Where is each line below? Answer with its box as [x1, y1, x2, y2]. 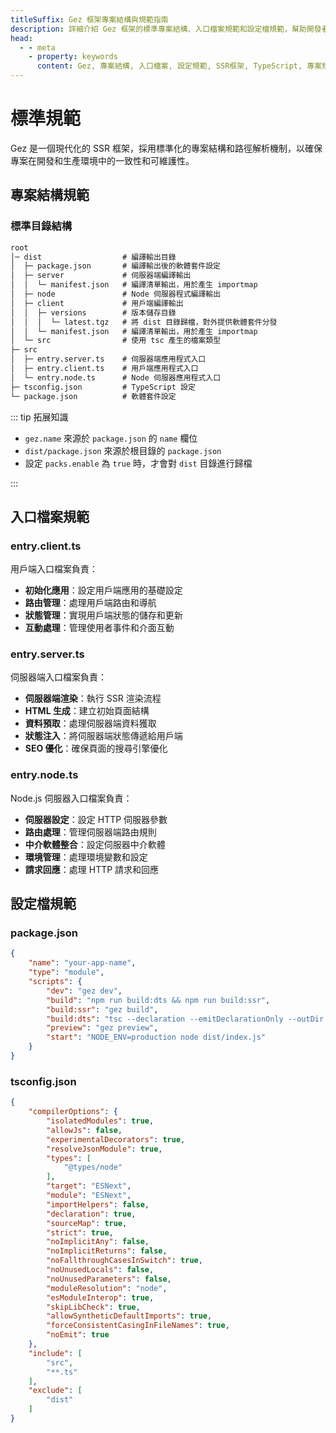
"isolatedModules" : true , [46, 1116, 155, 1126]
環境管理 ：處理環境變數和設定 [24, 851, 148, 863]
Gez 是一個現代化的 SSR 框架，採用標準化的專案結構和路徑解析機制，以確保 [10, 142, 323, 154]
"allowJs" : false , [46, 1125, 123, 1135]
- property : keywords [28, 52, 118, 62]
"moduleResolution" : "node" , [46, 1283, 168, 1293]
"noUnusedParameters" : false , [46, 1274, 172, 1284]
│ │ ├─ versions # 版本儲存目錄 [10, 307, 177, 318]
